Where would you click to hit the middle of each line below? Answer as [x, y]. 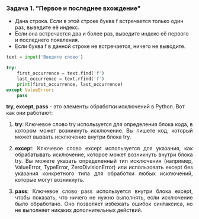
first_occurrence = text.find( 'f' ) [61, 73]
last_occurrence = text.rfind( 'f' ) [61, 79]
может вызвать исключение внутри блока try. [73, 137]
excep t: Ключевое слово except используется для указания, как [104, 149]
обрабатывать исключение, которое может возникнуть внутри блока [104, 154]
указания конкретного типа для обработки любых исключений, [104, 173]
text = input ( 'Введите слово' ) [45, 57]
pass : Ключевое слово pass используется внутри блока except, [104, 191]
